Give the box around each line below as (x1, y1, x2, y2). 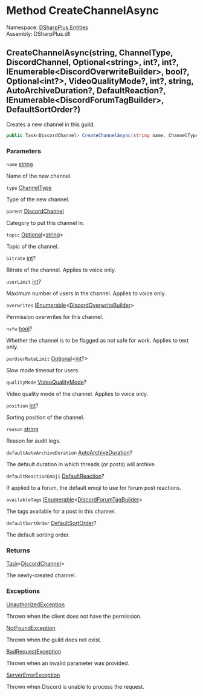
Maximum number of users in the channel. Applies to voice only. (6, 289, 166, 297)
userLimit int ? (6, 278, 41, 285)
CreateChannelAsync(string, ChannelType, (6, 48, 173, 58)
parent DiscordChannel (6, 207, 65, 215)
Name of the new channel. (6, 172, 72, 179)
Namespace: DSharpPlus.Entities (6, 24, 89, 31)
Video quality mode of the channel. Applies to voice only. (6, 390, 149, 397)
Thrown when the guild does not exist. (6, 636, 101, 643)
